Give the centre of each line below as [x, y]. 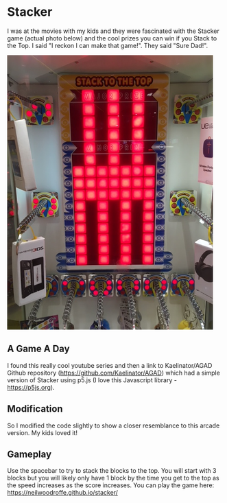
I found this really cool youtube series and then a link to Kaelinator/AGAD [110, 365]
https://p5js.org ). [31, 387]
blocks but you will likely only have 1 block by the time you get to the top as [113, 478]
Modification [35, 409]
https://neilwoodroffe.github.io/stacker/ [63, 493]
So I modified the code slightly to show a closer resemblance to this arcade [113, 425]
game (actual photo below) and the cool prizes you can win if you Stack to [112, 38]
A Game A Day [38, 349]
